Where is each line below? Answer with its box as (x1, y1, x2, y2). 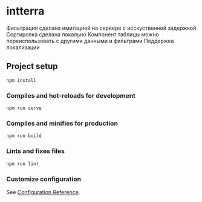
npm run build (6, 133, 42, 139)
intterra (6, 4, 45, 18)
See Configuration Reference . (6, 188, 80, 195)
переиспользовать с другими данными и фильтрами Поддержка (6, 37, 174, 44)
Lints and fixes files (6, 147, 65, 155)
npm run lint (6, 161, 39, 167)
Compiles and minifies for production (6, 119, 118, 127)
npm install (6, 77, 36, 83)
